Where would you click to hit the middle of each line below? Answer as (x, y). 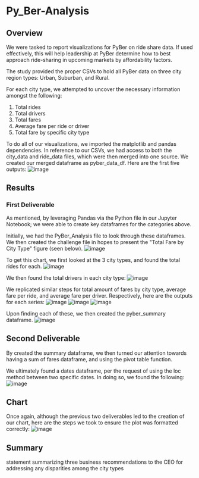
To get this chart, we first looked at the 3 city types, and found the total (93, 260)
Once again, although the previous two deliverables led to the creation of (95, 416)
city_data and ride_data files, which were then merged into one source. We (97, 157)
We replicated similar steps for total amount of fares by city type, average (96, 289)
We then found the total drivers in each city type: (66, 277)
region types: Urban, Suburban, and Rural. (58, 78)
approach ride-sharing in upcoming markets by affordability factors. (89, 60)
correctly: (18, 429)
